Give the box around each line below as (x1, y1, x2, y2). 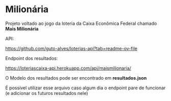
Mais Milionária (5, 25, 39, 31)
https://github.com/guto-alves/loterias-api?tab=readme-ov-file (5, 45, 138, 51)
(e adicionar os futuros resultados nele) (5, 90, 88, 96)
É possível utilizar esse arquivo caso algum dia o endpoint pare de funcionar (5, 85, 166, 91)
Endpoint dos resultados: (5, 55, 58, 61)
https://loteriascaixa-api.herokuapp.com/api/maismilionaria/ (5, 65, 132, 71)
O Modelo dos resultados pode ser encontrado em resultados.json (5, 75, 147, 81)
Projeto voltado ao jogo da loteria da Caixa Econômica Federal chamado (5, 20, 157, 26)
